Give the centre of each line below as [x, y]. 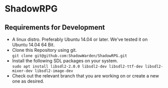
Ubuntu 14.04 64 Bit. [33, 45]
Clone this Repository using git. [45, 50]
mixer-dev [22, 71]
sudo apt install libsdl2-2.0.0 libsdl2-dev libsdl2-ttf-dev [77, 66]
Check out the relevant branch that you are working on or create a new [86, 76]
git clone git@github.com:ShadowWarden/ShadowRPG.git [69, 56]
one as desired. [28, 81]
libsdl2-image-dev [54, 71]
